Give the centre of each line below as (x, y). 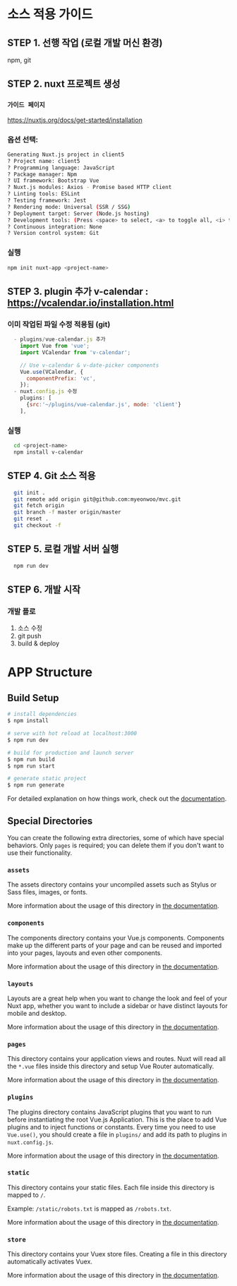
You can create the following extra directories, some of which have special (116, 838)
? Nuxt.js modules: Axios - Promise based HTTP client (90, 188)
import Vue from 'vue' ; (55, 346)
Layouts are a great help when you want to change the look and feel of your (117, 998)
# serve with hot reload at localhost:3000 (72, 734)
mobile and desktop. (37, 1013)
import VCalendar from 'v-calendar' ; (75, 352)
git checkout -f (37, 526)
